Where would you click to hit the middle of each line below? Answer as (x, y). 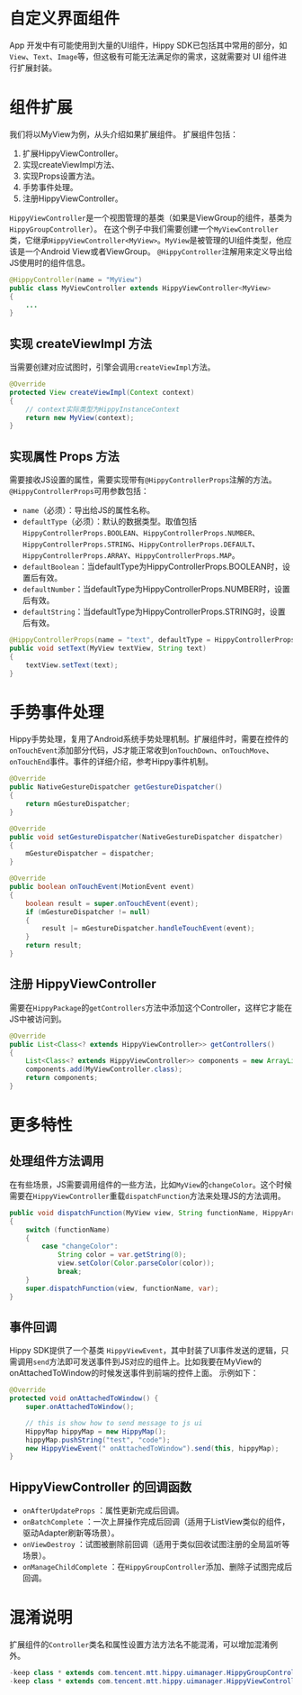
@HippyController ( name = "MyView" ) (76, 279)
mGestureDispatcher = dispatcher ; (90, 854)
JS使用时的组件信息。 (49, 262)
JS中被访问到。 (38, 1019)
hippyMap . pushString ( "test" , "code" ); (98, 1440)
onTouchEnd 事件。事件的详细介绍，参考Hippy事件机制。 (111, 762)
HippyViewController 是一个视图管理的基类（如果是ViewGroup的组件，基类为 (151, 217)
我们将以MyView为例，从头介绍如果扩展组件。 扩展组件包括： (124, 134)
